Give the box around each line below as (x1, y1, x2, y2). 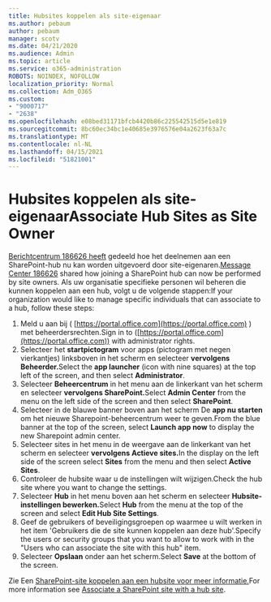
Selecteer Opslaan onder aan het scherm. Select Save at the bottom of (19, 552, 256, 561)
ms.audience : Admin (8, 49, 75, 58)
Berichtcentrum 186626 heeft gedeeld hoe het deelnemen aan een (8, 252, 231, 261)
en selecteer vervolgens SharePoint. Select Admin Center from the (19, 388, 246, 398)
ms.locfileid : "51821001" (8, 155, 96, 163)
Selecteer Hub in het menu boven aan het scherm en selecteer (19, 492, 230, 501)
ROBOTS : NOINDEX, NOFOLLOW (8, 72, 100, 80)
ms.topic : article (8, 58, 71, 66)
